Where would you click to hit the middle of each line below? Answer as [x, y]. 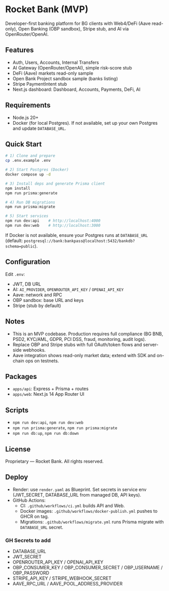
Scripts [17, 410]
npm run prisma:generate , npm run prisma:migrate [65, 428]
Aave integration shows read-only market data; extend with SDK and [84, 355]
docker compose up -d [28, 175]
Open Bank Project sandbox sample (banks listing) [65, 78]
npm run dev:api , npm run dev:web [48, 423]
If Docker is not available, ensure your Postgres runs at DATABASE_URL [77, 235]
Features [19, 50]
